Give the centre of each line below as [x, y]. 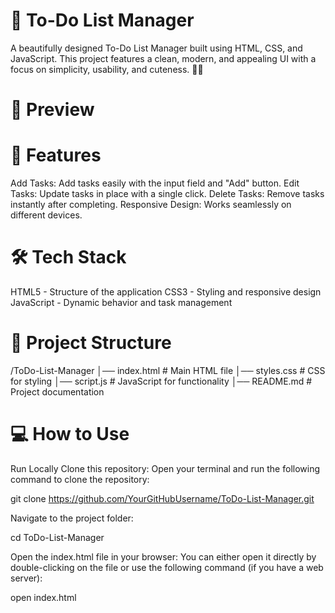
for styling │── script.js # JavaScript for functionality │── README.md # [161, 381]
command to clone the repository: [80, 479]
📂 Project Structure [91, 343]
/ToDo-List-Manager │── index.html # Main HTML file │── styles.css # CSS [168, 370]
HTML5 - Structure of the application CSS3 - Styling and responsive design [166, 292]
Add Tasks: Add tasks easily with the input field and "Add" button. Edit [155, 183]
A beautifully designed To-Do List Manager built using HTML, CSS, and [156, 48]
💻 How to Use [70, 434]
